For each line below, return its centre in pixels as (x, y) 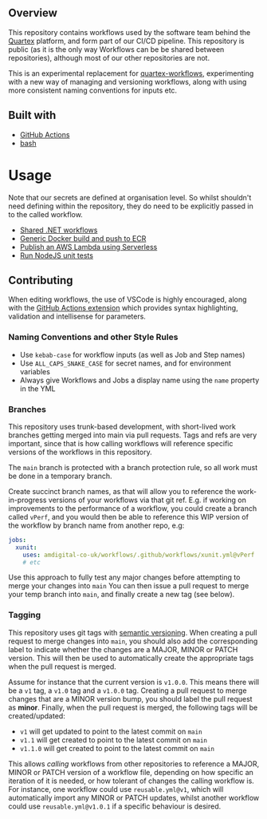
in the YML (37, 388)
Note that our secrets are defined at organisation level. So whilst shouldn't (130, 197)
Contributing (41, 280)
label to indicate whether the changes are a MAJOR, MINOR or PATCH (123, 649)
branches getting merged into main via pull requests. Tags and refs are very (133, 435)
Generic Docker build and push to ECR (83, 238)
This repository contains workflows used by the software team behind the (130, 32)
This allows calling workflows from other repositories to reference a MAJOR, (134, 764)
